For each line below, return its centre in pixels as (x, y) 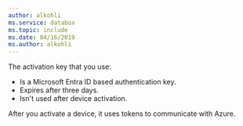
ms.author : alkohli (40, 45)
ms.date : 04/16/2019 (42, 37)
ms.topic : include (38, 30)
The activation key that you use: (60, 67)
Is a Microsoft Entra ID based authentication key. (98, 82)
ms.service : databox (42, 23)
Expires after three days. (59, 90)
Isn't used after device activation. (73, 99)
